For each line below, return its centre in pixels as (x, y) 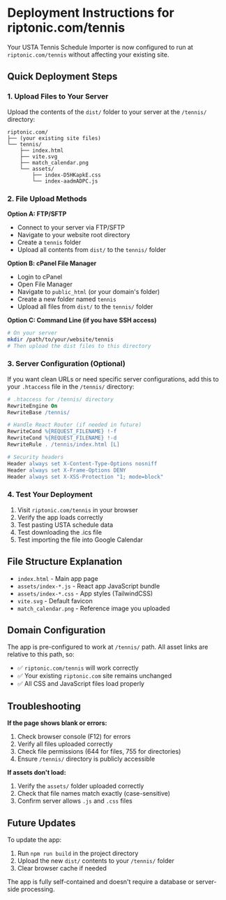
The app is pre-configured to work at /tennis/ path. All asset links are (108, 647)
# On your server (32, 333)
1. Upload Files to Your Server (58, 97)
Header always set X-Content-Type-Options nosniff (82, 463)
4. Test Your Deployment (50, 495)
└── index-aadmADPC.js (65, 181)
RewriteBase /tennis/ (39, 412)
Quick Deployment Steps (62, 77)
